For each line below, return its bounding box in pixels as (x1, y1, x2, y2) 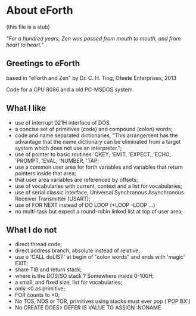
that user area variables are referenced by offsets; (14, 176, 138, 183)
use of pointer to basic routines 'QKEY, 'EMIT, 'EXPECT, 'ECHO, (14, 150, 171, 158)
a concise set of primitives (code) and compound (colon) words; (14, 125, 173, 132)
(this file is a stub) (6, 23, 51, 30)
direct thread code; (14, 241, 63, 248)
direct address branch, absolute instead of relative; (14, 247, 141, 254)
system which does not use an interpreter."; (14, 144, 122, 151)
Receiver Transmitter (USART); (14, 195, 91, 202)
